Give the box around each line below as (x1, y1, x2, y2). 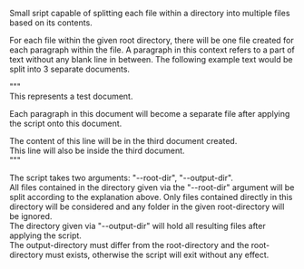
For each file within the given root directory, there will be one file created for (9, 35, 294, 45)
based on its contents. (9, 17, 93, 28)
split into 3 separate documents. (9, 63, 130, 74)
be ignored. (9, 211, 53, 221)
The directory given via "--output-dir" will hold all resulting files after (9, 221, 266, 231)
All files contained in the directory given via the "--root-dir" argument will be (9, 182, 295, 193)
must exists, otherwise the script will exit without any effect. (44, 249, 270, 260)
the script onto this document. (9, 118, 123, 129)
